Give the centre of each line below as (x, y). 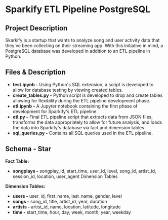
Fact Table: (17, 161)
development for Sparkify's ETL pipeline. (55, 111)
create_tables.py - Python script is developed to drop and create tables (88, 95)
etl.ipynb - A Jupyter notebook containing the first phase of (75, 106)
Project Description (36, 28)
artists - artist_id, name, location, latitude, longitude (67, 207)
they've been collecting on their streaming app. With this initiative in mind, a (84, 46)
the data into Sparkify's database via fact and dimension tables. (79, 127)
